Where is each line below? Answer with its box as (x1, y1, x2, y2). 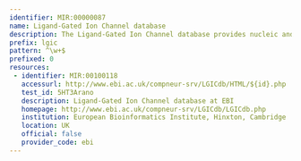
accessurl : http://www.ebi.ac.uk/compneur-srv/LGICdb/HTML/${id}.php (21, 80, 287, 89)
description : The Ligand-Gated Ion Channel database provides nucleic (9, 30, 279, 38)
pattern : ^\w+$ (9, 47, 66, 55)
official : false (21, 130, 82, 139)
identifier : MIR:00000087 (9, 13, 106, 22)
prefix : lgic (9, 38, 58, 47)
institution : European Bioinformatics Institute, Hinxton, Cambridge (21, 113, 287, 122)
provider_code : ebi (21, 138, 94, 147)
